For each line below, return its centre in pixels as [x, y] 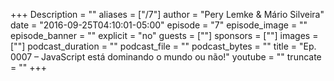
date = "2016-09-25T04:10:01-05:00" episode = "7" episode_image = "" [159, 25]
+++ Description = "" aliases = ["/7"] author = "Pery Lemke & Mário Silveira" [167, 14]
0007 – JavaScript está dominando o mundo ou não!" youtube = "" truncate [166, 57]
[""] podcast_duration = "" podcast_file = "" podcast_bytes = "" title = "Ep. [163, 46]
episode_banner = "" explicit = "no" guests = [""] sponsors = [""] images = [164, 35]
